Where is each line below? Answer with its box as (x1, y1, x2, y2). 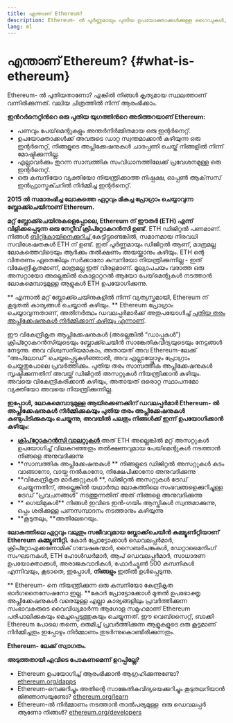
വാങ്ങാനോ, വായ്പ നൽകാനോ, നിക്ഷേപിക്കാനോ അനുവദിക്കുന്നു (17, 468, 196, 476)
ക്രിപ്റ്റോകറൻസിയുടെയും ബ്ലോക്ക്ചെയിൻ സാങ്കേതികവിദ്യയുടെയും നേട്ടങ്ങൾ (7, 338, 223, 347)
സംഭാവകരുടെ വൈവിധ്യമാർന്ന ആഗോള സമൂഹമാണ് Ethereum (7, 604, 191, 613)
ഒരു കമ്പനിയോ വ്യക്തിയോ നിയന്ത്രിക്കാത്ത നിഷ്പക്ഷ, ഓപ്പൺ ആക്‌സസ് (17, 173, 222, 182)
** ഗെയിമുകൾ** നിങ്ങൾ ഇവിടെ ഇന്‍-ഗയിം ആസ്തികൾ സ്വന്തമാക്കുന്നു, (17, 499, 217, 507)
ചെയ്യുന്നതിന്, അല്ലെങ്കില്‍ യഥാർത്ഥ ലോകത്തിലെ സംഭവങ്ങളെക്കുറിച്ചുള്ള (17, 483, 223, 491)
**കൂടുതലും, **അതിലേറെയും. (17, 514, 98, 522)
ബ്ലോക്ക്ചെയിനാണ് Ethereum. (7, 203, 95, 212)
